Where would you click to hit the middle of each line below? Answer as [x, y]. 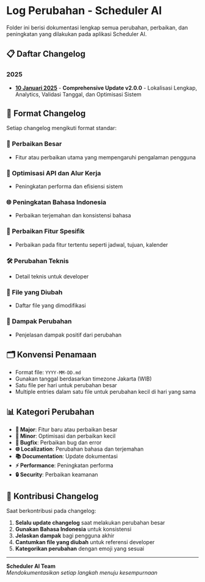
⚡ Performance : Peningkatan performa [64, 465]
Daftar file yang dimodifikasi [51, 305]
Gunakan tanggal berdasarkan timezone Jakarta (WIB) [83, 379]
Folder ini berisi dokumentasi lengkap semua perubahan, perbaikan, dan [97, 27]
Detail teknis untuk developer [52, 276]
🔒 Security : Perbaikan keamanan [57, 475]
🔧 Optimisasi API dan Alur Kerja [54, 173]
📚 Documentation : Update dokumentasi [66, 456]
